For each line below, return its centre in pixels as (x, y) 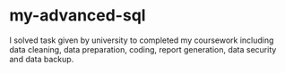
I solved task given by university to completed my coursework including (142, 40)
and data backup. (42, 59)
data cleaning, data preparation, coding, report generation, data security (143, 49)
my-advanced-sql (78, 16)
